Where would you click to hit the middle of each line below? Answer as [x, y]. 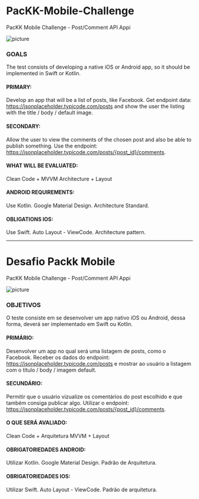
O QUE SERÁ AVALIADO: [37, 423]
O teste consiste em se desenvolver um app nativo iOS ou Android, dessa [96, 318]
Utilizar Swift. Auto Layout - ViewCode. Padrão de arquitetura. [82, 490]
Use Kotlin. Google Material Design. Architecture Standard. [78, 206]
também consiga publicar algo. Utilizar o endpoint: [68, 403]
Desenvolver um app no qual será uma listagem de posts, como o [86, 351]
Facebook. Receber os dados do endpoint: [58, 357]
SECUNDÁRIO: [24, 383]
